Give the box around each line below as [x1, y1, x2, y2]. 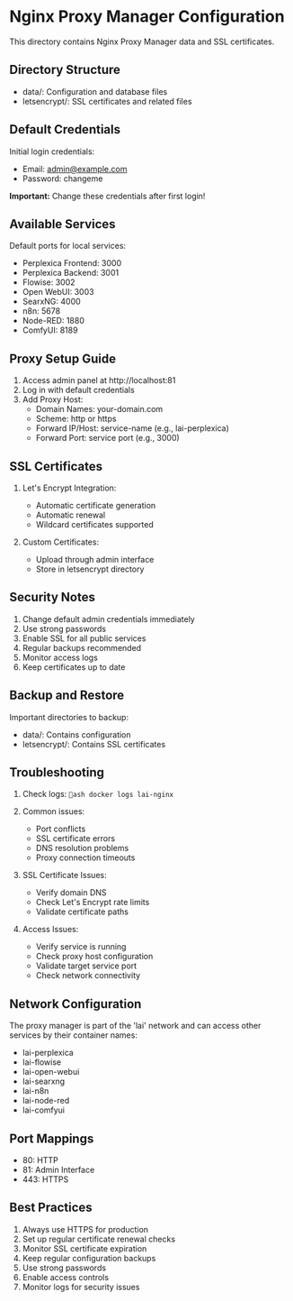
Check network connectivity [35, 970, 141, 981]
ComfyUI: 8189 [22, 325, 78, 335]
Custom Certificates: [22, 536, 100, 547]
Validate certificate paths [35, 906, 129, 917]
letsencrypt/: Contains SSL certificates [22, 738, 166, 749]
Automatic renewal [35, 509, 106, 520]
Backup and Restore [9, 688, 125, 703]
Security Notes [9, 590, 96, 605]
